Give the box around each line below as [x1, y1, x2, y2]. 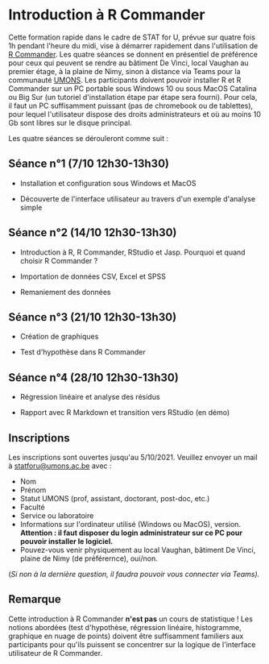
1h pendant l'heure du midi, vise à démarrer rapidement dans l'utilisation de [8, 40, 259, 50]
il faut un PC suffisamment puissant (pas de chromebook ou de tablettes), [8, 101, 254, 110]
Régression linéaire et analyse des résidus [19, 392, 160, 402]
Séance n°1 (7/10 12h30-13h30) [8, 157, 169, 171]
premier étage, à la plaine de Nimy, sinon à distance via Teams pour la [8, 66, 241, 76]
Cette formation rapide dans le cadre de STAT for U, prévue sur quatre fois [8, 32, 256, 42]
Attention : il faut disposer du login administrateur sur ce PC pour [19, 528, 243, 537]
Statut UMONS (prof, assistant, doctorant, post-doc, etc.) [19, 494, 210, 503]
